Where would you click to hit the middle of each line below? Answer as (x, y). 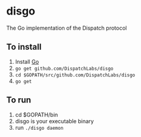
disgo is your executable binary (54, 121)
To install (24, 47)
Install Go (27, 61)
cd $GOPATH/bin (36, 115)
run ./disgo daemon (39, 127)
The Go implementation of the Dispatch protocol (67, 28)
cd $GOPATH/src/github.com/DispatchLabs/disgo (75, 75)
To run (19, 100)
